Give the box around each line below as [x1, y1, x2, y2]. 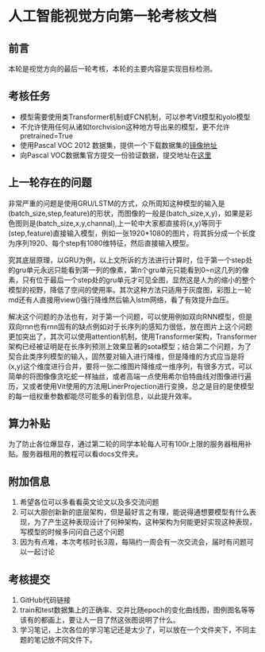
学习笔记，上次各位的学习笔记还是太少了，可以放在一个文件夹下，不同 [19, 625, 250, 635]
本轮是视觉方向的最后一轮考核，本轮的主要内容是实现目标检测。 [8, 64, 217, 73]
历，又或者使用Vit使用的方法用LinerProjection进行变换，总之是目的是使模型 [8, 381, 255, 390]
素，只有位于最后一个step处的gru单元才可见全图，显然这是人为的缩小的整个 [8, 275, 256, 285]
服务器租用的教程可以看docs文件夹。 [21, 449, 143, 459]
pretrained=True [19, 130, 74, 140]
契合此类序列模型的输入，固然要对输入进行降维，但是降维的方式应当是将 [8, 351, 244, 361]
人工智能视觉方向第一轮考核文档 [8, 7, 217, 25]
